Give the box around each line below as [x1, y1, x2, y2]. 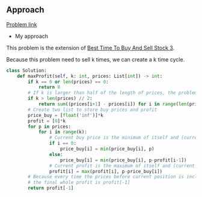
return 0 [38, 84, 61, 90]
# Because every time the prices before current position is [28, 174, 185, 180]
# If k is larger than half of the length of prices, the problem [28, 90, 198, 96]
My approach [14, 33, 49, 40]
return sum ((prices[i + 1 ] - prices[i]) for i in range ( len [38, 101, 187, 107]
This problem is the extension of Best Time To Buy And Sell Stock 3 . [6, 44, 175, 51]
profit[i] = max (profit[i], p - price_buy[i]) [49, 168, 163, 174]
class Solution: [6, 67, 47, 73]
